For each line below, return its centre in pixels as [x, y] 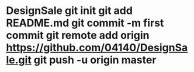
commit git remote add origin [78, 35]
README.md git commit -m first [85, 23]
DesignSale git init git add [70, 11]
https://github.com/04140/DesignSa [97, 48]
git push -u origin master [95, 60]
